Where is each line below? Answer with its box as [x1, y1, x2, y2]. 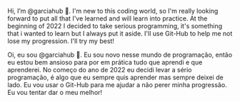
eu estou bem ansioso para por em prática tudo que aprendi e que [7, 58, 203, 67]
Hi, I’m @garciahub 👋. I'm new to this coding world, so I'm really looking [7, 7, 219, 15]
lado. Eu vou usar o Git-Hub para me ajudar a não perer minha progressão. [7, 81, 227, 89]
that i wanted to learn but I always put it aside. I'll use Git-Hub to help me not [7, 29, 233, 38]
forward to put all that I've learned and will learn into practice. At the [7, 14, 208, 23]
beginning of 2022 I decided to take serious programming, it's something [7, 22, 223, 30]
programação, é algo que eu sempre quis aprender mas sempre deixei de [7, 73, 224, 81]
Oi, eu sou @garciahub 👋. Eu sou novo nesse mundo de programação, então [7, 50, 233, 59]
